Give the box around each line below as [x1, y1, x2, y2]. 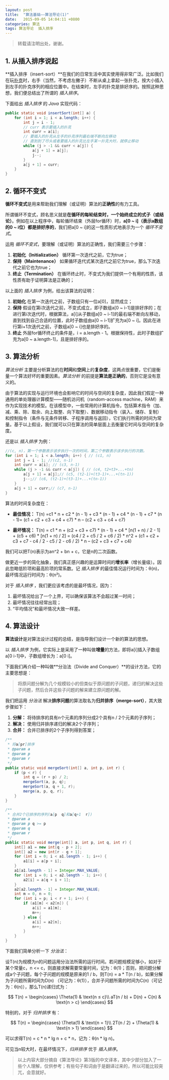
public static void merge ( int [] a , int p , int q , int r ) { [5, 840, 132, 845]
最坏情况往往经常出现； [12, 599, 61, 605]
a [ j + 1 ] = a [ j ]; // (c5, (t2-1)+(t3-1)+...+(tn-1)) [23, 472, 134, 477]
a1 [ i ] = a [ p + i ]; [23, 859, 62, 864]
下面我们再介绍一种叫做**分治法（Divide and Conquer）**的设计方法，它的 [5, 664, 161, 670]
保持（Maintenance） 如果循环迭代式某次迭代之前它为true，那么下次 [12, 258, 156, 264]
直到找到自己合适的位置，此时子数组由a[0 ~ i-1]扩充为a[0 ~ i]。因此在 [12, 318, 157, 323]
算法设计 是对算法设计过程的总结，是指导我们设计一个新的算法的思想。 [5, 636, 151, 642]
